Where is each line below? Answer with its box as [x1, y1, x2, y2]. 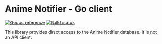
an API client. [5, 34, 32, 40]
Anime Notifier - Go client [5, 3, 112, 15]
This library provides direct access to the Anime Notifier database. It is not [5, 29, 157, 35]
